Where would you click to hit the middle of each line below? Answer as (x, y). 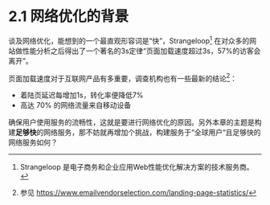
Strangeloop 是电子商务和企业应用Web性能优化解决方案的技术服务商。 (137, 167)
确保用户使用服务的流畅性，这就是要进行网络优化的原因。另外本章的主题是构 (135, 122)
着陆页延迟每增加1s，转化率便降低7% (82, 95)
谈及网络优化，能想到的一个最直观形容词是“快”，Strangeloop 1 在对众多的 (129, 39)
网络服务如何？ (33, 142)
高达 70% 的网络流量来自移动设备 (75, 105)
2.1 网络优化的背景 (69, 16)
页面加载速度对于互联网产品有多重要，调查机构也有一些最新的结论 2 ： (123, 77)
